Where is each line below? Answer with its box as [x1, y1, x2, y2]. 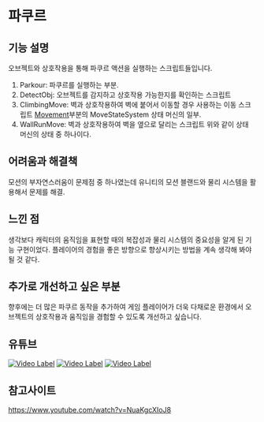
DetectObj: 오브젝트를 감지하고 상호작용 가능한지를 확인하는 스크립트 [19, 90, 232, 99]
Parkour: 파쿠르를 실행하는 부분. [19, 80, 120, 89]
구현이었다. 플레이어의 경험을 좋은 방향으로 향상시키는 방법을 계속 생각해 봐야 [16, 245, 252, 254]
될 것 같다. [8, 254, 40, 264]
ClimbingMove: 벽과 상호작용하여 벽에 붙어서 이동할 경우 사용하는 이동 [19, 100, 237, 109]
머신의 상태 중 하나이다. [19, 129, 92, 139]
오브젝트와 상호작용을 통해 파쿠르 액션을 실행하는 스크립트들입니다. [8, 64, 213, 73]
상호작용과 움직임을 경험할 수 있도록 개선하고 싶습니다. [35, 312, 203, 322]
